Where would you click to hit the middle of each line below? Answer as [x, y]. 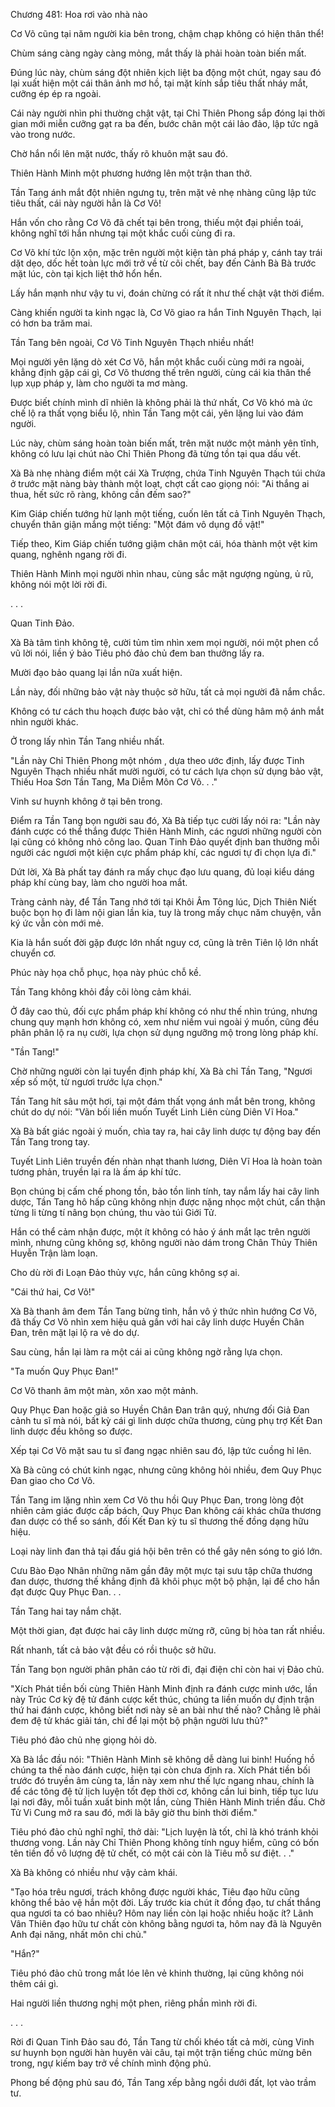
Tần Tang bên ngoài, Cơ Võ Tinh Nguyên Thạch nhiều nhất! [132, 342]
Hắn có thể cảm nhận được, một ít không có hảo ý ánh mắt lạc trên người [160, 1232]
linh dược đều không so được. [71, 1431]
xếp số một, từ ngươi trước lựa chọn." [86, 1082]
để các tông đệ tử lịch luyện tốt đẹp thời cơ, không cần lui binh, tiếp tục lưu [164, 1791]
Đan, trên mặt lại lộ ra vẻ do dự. [75, 1332]
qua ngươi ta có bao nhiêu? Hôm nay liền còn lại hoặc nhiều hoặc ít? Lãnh [162, 1913]
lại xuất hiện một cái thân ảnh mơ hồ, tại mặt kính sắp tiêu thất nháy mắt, [159, 83]
